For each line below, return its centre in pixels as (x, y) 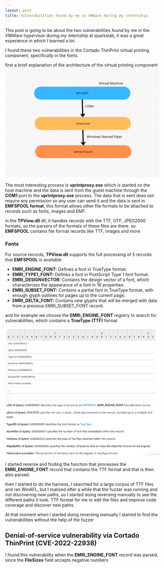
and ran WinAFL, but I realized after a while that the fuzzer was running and (81, 489)
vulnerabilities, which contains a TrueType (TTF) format (61, 321)
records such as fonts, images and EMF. (46, 211)
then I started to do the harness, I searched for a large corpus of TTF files (79, 484)
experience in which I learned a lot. (40, 41)
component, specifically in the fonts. (42, 55)
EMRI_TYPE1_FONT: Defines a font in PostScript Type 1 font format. (81, 275)
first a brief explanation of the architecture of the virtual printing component (82, 65)
